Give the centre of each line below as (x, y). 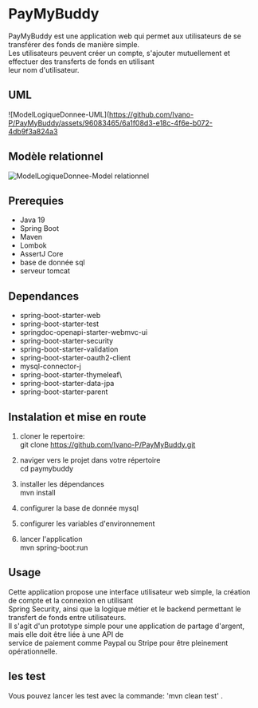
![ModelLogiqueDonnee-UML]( (59, 114)
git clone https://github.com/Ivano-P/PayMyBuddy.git (107, 445)
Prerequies (36, 201)
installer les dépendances (62, 484)
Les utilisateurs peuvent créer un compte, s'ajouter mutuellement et (119, 53)
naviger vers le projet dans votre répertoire (90, 460)
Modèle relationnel (56, 157)
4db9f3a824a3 (33, 131)
